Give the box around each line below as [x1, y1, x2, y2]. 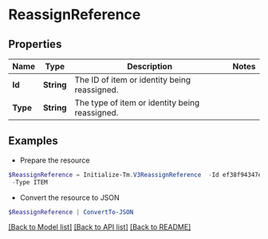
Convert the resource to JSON [19, 193, 120, 202]
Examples [8, 134, 58, 148]
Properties [8, 37, 62, 51]
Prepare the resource [19, 155, 90, 165]
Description [127, 61, 173, 72]
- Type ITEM [11, 178, 48, 186]
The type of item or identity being [74, 97, 200, 108]
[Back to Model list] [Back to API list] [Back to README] [8, 222, 191, 232]
